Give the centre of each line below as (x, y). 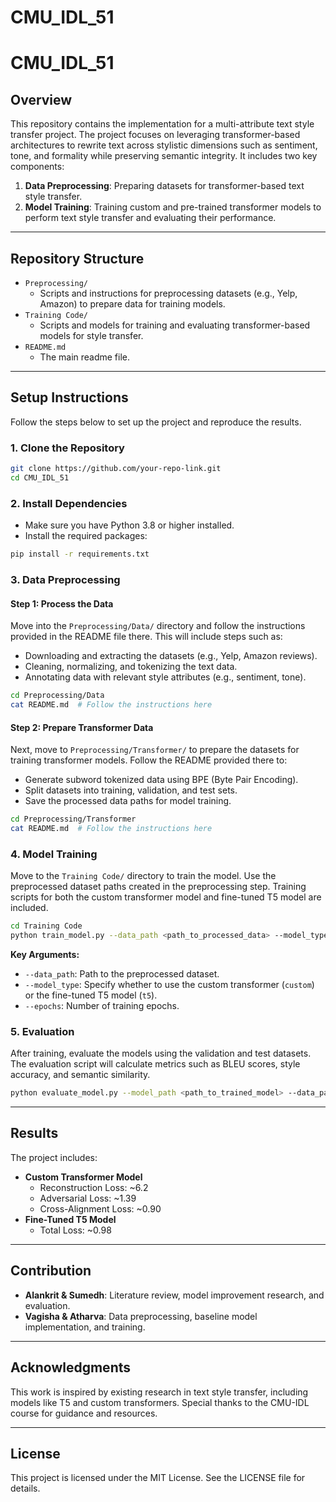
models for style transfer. (91, 335)
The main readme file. (85, 357)
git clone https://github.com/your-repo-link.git (116, 469)
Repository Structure (77, 258)
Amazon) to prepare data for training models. (132, 304)
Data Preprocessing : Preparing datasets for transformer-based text (164, 186)
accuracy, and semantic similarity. (80, 1075)
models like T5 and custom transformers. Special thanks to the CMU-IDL (160, 1402)
